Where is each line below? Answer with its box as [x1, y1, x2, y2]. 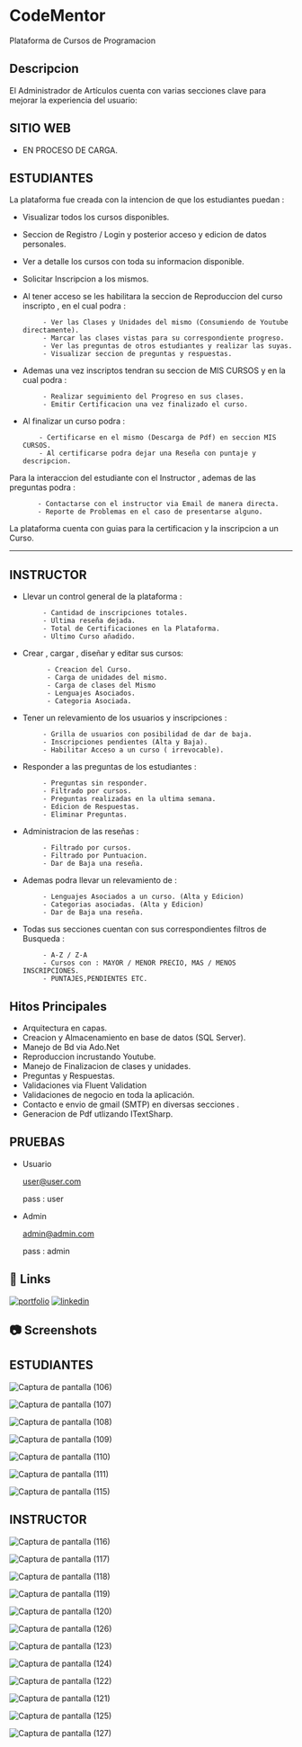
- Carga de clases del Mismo [46, 681, 156, 691]
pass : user [22, 1193, 65, 1204]
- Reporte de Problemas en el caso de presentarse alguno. [37, 507, 263, 517]
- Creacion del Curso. [46, 665, 132, 674]
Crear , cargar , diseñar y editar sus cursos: [22, 648, 184, 659]
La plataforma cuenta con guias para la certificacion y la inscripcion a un [9, 523, 279, 534]
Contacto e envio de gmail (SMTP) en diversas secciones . [22, 1099, 240, 1110]
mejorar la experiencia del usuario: [9, 94, 138, 105]
